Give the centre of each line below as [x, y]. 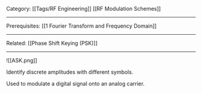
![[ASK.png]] [22, 60]
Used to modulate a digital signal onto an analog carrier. [75, 84]
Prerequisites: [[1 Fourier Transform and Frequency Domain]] [81, 26]
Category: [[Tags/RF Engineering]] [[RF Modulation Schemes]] [84, 9]
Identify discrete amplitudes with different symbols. [70, 72]
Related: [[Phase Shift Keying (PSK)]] [52, 43]
